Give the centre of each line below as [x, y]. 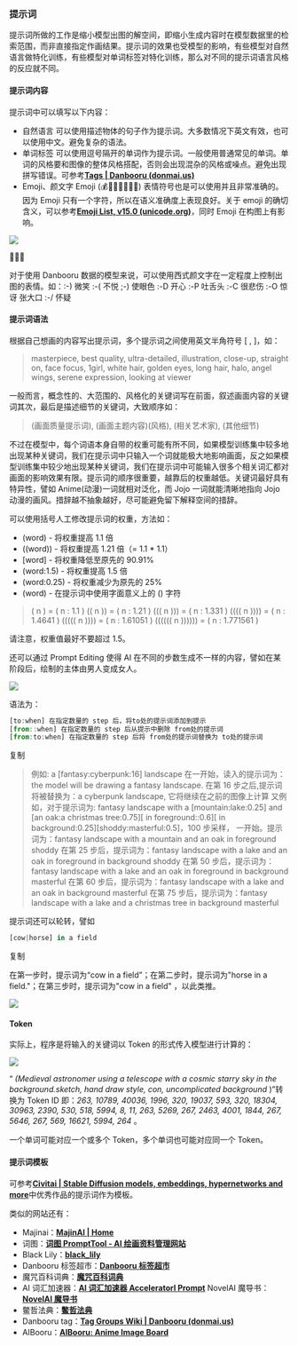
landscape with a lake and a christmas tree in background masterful [155, 903]
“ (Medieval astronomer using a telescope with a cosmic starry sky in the [143, 1079]
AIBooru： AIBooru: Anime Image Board [95, 1332]
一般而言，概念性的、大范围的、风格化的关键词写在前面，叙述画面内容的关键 [149, 395]
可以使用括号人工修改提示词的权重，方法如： [91, 519]
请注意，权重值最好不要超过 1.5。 [70, 638]
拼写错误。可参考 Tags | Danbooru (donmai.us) [108, 175]
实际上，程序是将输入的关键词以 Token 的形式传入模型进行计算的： [132, 1044]
